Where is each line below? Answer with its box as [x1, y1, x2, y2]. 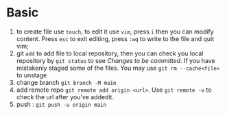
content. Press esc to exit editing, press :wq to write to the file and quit [16, 34, 215, 42]
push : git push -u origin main [16, 100, 107, 108]
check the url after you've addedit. [16, 92, 115, 101]
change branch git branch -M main [16, 78, 117, 86]
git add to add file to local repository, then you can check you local [16, 49, 204, 57]
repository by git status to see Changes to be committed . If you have [16, 56, 215, 64]
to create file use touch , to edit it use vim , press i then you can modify [16, 27, 214, 36]
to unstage [16, 71, 47, 79]
